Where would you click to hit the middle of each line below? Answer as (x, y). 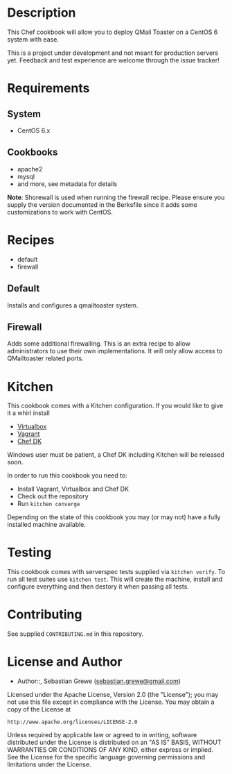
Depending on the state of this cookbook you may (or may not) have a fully (114, 517)
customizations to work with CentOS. (60, 212)
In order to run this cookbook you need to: (68, 476)
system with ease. (33, 39)
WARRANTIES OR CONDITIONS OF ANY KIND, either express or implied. (110, 750)
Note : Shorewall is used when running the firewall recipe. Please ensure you (116, 197)
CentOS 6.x (34, 131)
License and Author (65, 662)
